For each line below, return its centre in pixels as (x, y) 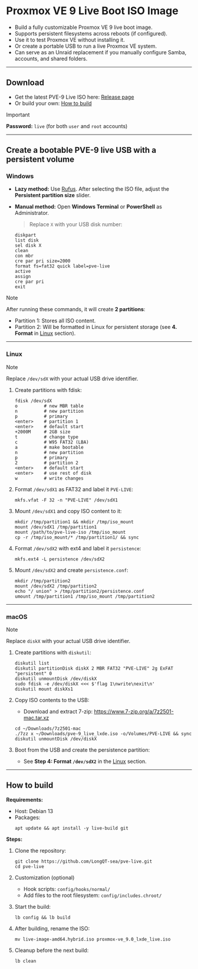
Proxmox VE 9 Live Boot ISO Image (92, 11)
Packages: (27, 817)
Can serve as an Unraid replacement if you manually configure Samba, (100, 52)
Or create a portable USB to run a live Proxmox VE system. (86, 46)
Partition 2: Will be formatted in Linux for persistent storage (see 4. (96, 327)
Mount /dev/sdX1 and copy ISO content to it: (68, 511)
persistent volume (40, 160)
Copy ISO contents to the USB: (52, 700)
